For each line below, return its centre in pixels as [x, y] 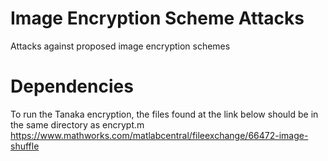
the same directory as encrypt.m [77, 124]
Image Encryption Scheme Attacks [157, 18]
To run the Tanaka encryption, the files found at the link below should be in [164, 114]
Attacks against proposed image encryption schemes [120, 46]
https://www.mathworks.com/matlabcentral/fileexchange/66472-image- [159, 135]
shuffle [25, 146]
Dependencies [72, 86]
